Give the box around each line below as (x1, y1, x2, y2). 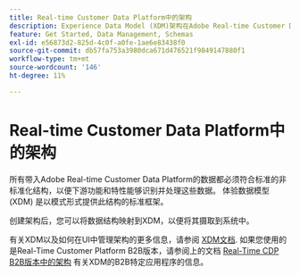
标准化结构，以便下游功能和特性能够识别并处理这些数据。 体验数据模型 (9, 185, 270, 196)
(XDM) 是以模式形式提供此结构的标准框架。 (9, 196, 169, 206)
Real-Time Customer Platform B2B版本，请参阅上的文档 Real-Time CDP (16, 245, 279, 255)
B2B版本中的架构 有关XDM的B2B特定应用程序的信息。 (9, 256, 208, 267)
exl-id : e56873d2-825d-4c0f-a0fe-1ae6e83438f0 (9, 37, 186, 47)
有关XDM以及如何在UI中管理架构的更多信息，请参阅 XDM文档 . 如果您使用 (9, 234, 279, 245)
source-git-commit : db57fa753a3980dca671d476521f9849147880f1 (9, 46, 246, 55)
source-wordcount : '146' (9, 63, 102, 72)
